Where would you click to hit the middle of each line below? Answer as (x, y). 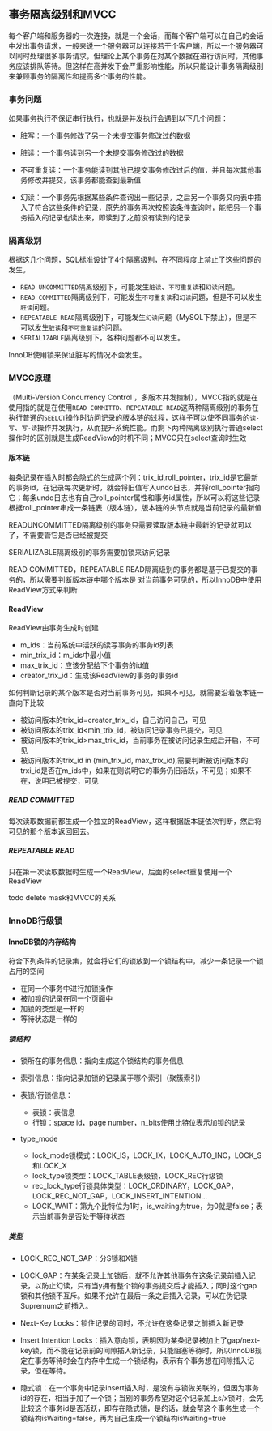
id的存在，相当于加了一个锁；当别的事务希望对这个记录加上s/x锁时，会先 (142, 1398)
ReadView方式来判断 (43, 589)
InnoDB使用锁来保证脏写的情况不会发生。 (77, 355)
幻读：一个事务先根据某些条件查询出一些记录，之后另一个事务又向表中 (137, 198)
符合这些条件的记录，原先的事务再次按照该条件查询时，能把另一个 (144, 207)
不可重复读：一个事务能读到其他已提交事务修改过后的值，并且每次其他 (137, 170)
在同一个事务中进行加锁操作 (66, 989)
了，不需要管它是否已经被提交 (58, 535)
